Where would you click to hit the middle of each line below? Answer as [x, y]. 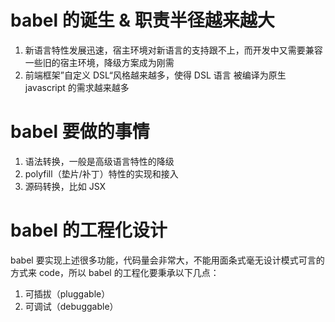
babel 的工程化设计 [89, 230]
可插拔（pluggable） [67, 293]
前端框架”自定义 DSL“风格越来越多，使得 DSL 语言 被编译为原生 [155, 75]
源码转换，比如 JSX [65, 186]
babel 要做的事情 [80, 132]
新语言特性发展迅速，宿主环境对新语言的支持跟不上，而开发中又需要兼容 [173, 50]
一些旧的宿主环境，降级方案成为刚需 [99, 62]
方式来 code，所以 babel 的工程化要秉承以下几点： [115, 272]
